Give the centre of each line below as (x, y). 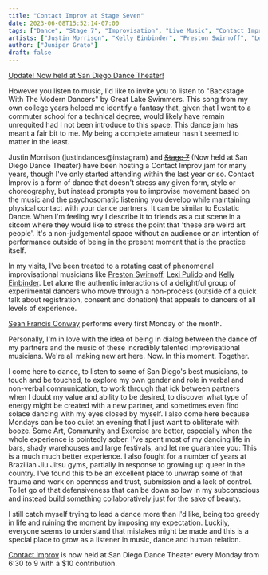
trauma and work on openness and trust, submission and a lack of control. (130, 482)
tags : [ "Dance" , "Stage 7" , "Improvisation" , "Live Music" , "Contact (126, 30)
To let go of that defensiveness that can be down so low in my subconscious (134, 490)
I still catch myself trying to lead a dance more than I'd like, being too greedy (134, 514)
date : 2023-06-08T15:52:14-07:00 (64, 23)
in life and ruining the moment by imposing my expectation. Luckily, (119, 522)
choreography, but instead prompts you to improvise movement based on (129, 191)
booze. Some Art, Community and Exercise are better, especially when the (130, 431)
